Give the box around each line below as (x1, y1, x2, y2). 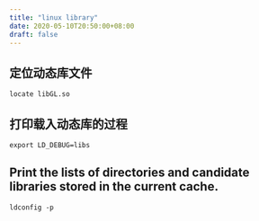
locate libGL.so (9, 90, 70, 99)
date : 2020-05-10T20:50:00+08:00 (9, 22, 135, 31)
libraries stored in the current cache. (9, 179, 219, 194)
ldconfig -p (9, 203, 54, 212)
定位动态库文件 (9, 65, 93, 81)
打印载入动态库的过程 (9, 116, 128, 131)
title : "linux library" (9, 13, 99, 22)
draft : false (9, 30, 58, 39)
